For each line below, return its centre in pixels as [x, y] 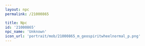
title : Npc [16, 23]
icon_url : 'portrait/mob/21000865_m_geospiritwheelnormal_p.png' [73, 36]
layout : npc [17, 9]
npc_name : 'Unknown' [26, 32]
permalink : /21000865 [27, 14]
